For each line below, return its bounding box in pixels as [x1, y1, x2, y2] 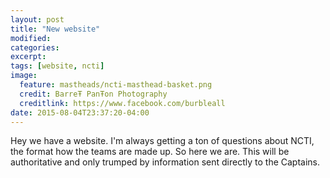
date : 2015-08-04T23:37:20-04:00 [10, 107, 150, 118]
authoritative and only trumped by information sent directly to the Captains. [10, 156, 321, 168]
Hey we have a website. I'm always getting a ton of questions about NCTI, [10, 135, 315, 147]
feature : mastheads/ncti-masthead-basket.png [19, 80, 213, 90]
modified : [10, 33, 52, 43]
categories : [10, 42, 60, 53]
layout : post [10, 14, 65, 25]
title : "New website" [10, 24, 101, 34]
